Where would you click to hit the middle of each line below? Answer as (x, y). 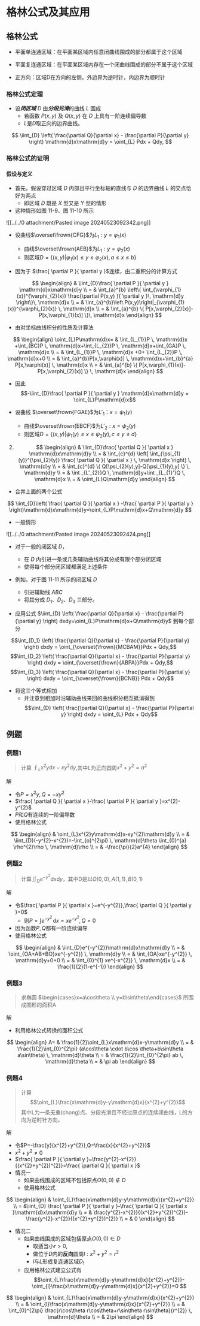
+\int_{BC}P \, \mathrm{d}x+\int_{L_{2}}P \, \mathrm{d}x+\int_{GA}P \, (100, 346)
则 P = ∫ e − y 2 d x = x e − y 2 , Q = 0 (60, 919)
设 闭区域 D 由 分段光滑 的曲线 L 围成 (58, 108)
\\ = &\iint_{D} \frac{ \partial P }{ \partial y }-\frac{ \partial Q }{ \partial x (100, 1206)
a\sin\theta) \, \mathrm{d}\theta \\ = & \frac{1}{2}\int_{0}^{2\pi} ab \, (100, 1055)
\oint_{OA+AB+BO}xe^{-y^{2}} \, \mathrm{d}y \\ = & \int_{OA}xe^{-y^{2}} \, (100, 954)
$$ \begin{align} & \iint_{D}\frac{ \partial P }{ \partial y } (100, 283)
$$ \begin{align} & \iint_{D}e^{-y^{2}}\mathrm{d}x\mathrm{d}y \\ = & (100, 947)
